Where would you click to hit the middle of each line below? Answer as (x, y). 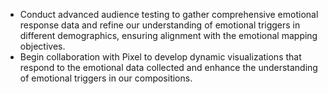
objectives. (42, 46)
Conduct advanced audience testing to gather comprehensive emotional (169, 14)
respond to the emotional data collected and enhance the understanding (168, 67)
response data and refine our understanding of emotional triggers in (160, 25)
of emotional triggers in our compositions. (106, 78)
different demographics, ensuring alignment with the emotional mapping (168, 35)
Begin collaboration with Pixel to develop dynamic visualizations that (160, 57)
